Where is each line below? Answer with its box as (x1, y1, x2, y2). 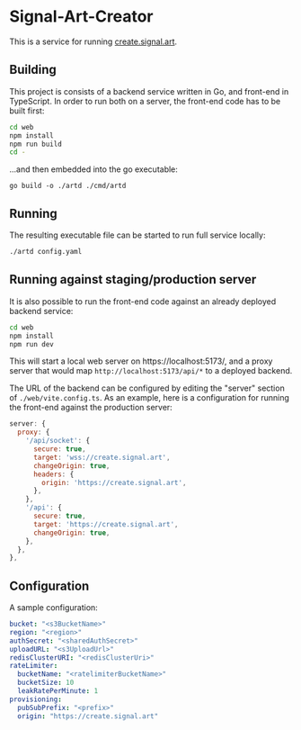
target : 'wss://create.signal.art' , (32, 453, 171, 462)
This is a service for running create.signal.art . (9, 36, 178, 47)
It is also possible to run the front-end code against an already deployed (9, 295, 277, 307)
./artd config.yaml (9, 248, 83, 257)
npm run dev (9, 339, 54, 348)
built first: (9, 105, 45, 116)
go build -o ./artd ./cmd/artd (9, 182, 127, 191)
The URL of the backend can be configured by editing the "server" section (9, 383, 285, 393)
